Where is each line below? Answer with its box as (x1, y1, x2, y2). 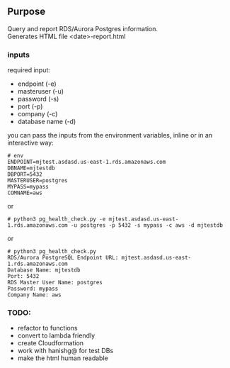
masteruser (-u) (17, 87, 64, 96)
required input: (7, 66, 51, 74)
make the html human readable (17, 354, 108, 362)
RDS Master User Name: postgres (7, 279, 103, 286)
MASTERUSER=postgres (7, 177, 69, 184)
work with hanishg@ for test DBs (17, 347, 114, 355)
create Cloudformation (17, 339, 84, 347)
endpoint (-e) (17, 79, 57, 88)
